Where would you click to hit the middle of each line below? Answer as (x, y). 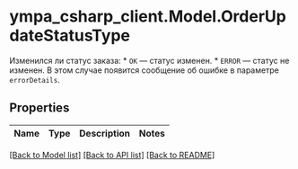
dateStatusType (70, 36)
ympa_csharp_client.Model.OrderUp (148, 17)
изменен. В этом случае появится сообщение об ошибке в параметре (145, 70)
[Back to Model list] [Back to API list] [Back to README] (112, 155)
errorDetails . (35, 79)
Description (105, 133)
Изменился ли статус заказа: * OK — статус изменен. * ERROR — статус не (149, 60)
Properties (39, 108)
